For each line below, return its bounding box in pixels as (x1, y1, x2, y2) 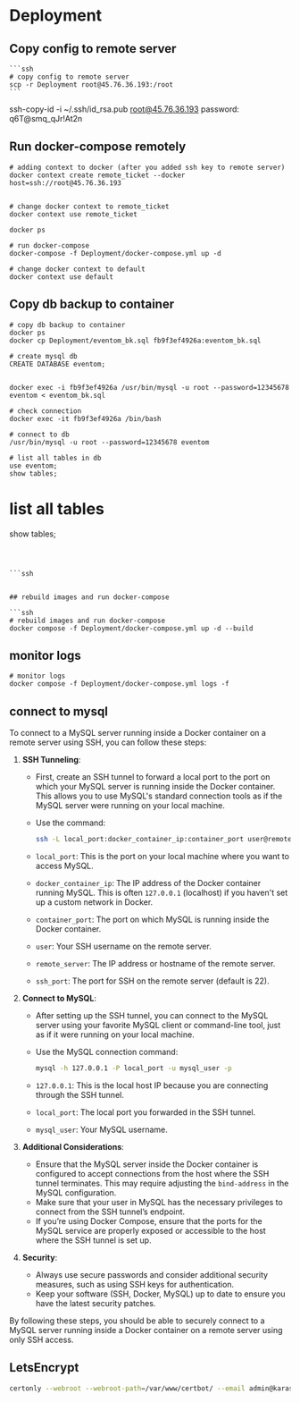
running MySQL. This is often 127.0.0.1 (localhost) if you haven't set (35, 887, 288, 899)
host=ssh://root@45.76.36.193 (9, 178, 122, 188)
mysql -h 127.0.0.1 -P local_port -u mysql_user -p (35, 1064, 232, 1073)
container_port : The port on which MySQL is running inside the (35, 914, 270, 925)
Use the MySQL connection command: (35, 1047, 179, 1058)
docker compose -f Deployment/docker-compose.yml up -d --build (9, 623, 254, 633)
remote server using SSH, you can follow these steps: (9, 737, 207, 747)
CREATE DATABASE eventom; (9, 359, 105, 368)
